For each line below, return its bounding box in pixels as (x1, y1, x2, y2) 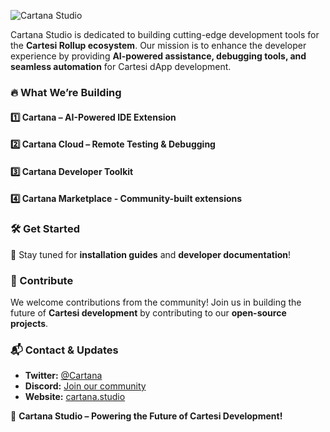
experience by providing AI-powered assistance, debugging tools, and (10, 50, 307, 62)
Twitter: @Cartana (24, 370, 103, 382)
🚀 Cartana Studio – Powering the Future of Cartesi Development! (10, 410, 283, 422)
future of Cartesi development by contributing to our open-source (10, 306, 287, 319)
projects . (10, 317, 49, 329)
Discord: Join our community (24, 380, 147, 392)
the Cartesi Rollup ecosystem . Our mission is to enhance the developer (10, 40, 307, 51)
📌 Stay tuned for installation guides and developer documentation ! (10, 248, 292, 260)
